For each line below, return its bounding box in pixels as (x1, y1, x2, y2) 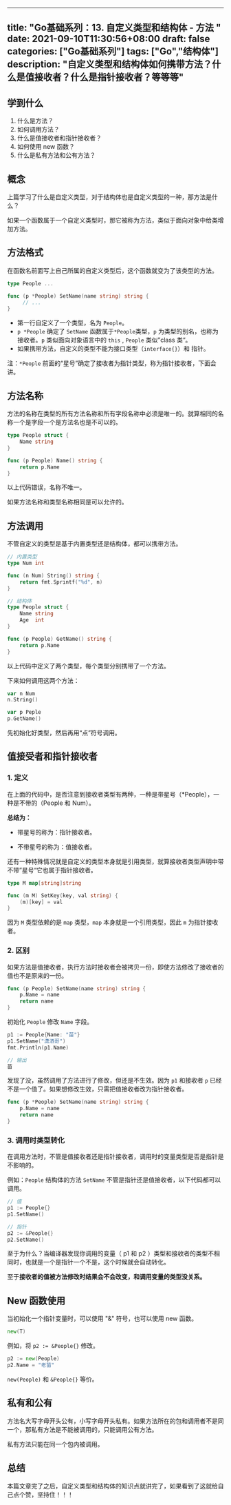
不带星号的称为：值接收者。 (16, 842, 96, 851)
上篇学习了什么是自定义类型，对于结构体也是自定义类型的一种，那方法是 (7, 193, 212, 201)
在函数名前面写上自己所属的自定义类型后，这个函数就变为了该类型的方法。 (7, 266, 218, 274)
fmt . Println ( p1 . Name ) (7, 1044, 69, 1051)
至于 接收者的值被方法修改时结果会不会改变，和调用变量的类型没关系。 (7, 1273, 206, 1281)
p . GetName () (7, 715, 41, 722)
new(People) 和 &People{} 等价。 (7, 1375, 98, 1383)
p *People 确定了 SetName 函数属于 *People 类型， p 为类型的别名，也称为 (16, 327, 219, 336)
